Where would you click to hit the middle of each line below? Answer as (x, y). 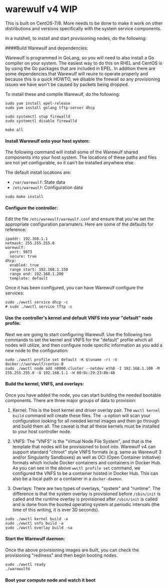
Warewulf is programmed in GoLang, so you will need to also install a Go (80, 58)
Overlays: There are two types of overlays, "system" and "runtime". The (86, 488)
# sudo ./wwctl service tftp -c (39, 307)
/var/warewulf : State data (39, 182)
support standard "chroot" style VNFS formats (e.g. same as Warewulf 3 (87, 452)
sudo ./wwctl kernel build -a (37, 519)
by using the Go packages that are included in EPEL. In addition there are (80, 68)
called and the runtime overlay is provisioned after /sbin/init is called (85, 499)
